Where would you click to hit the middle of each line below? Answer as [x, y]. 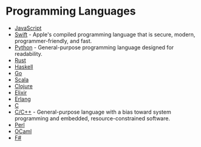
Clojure [23, 86]
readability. [29, 53]
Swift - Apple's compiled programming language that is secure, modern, [105, 34]
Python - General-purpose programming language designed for [94, 47]
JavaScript [28, 28]
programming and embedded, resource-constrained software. [92, 118]
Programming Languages [71, 11]
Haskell [24, 67]
